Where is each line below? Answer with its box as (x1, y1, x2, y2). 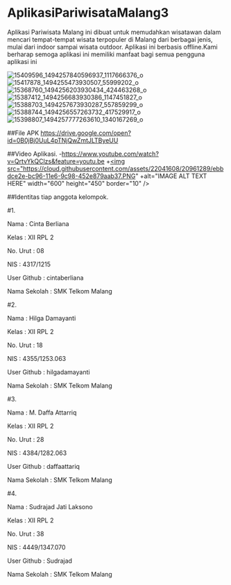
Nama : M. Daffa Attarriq (7, 408, 77, 417)
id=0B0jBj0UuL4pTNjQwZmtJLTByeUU (7, 136, 119, 144)
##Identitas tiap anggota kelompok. (7, 193, 109, 201)
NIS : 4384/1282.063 (7, 449, 67, 457)
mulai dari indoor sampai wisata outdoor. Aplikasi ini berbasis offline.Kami (7, 42, 218, 51)
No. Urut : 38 (7, 529, 44, 538)
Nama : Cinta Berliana (7, 219, 69, 227)
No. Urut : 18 (7, 341, 43, 349)
